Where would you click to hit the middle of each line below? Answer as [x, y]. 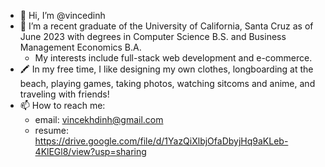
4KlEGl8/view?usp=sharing [90, 151]
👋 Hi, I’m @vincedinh [62, 15]
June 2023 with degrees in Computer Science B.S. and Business [153, 36]
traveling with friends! [64, 94]
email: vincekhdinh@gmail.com [99, 119]
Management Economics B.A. [80, 47]
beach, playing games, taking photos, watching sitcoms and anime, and [167, 83]
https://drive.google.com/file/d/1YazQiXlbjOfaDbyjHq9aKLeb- [161, 141]
